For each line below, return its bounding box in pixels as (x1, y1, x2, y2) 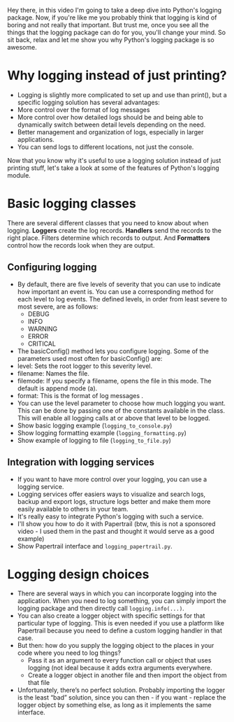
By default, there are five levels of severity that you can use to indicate (17, 280, 221, 288)
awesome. (7, 43, 37, 51)
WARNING (27, 325, 58, 333)
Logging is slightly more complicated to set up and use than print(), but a (17, 90, 227, 99)
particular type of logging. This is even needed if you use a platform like (17, 619, 225, 628)
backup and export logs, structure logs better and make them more (17, 497, 211, 506)
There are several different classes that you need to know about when (7, 218, 209, 227)
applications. (17, 135, 54, 143)
